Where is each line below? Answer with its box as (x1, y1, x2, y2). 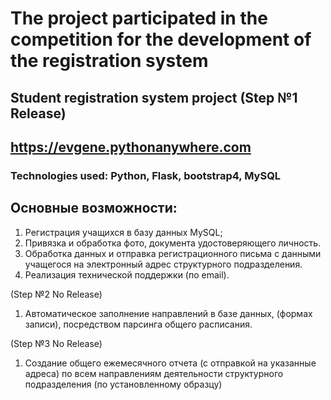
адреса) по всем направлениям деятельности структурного (24, 367, 284, 379)
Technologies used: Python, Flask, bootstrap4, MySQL (10, 168, 282, 182)
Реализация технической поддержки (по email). (24, 268, 230, 281)
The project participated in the (10, 7, 268, 30)
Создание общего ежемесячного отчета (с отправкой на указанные (24, 357, 317, 369)
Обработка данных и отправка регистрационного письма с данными (24, 247, 322, 259)
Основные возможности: (10, 200, 178, 217)
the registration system (10, 50, 209, 72)
